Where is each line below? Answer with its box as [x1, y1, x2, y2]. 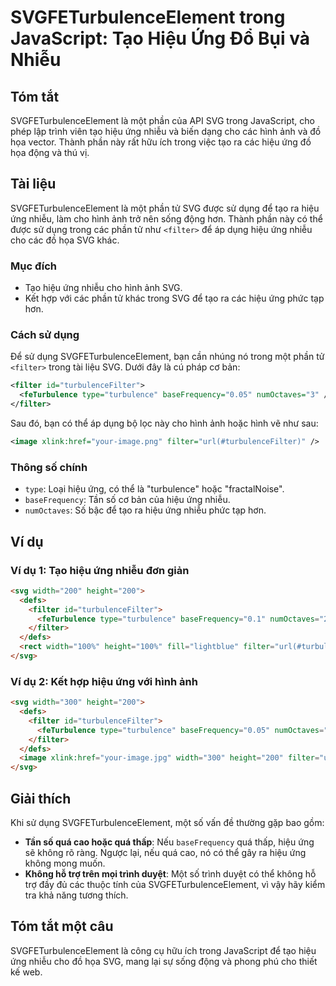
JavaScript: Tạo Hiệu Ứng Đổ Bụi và [10, 27, 310, 50]
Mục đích [10, 259, 58, 273]
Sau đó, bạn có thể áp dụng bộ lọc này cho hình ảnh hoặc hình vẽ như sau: [10, 417, 319, 430]
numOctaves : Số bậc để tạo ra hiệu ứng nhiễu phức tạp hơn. [24, 504, 267, 516]
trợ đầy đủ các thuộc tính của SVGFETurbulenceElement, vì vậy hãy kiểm [24, 879, 326, 890]
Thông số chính [10, 460, 88, 474]
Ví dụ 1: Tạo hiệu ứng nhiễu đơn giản [10, 563, 190, 577]
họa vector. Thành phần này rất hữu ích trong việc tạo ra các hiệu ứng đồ [10, 136, 312, 148]
